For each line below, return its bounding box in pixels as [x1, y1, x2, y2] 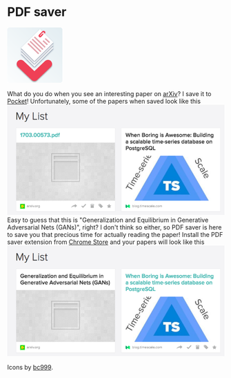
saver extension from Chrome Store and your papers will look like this [7, 238, 205, 246]
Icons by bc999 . [7, 363, 54, 371]
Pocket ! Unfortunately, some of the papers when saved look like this [7, 97, 201, 105]
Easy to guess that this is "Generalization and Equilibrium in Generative [7, 216, 209, 225]
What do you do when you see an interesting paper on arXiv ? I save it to [7, 89, 212, 97]
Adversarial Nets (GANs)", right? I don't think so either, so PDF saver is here [7, 223, 222, 231]
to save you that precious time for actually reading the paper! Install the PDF [7, 231, 223, 239]
